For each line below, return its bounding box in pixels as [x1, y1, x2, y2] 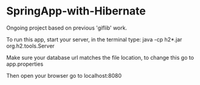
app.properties [6, 60, 44, 68]
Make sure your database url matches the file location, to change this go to [6, 54, 195, 61]
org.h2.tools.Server [6, 42, 55, 49]
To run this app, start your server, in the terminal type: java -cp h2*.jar [6, 36, 182, 43]
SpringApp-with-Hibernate [6, 4, 146, 18]
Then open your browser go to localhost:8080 [6, 72, 122, 79]
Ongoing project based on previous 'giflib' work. [6, 24, 128, 31]
